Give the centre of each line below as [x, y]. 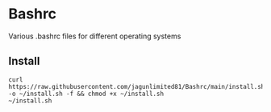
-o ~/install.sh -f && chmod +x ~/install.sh [86, 94]
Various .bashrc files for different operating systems [95, 36]
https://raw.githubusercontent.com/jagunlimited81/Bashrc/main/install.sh [137, 86]
